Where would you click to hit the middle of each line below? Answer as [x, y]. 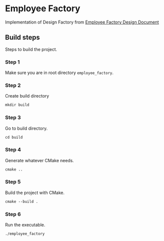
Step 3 [13, 118]
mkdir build [17, 105]
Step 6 [13, 214]
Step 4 [13, 150]
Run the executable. [25, 225]
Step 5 [13, 182]
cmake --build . [22, 201]
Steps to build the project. [31, 49]
